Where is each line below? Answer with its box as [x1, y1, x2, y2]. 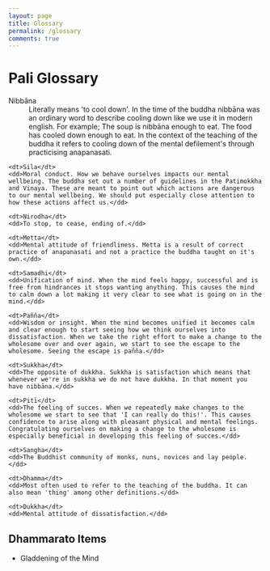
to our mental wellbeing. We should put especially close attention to [8, 192, 255, 200]
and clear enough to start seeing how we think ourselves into [8, 326, 226, 334]
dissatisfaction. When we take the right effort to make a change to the [8, 333, 263, 341]
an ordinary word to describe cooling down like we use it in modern [28, 113, 253, 123]
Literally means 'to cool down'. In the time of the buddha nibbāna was [28, 104, 260, 114]
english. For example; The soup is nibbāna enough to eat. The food [28, 122, 252, 132]
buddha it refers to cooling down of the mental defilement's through [28, 139, 255, 149]
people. [221, 454, 248, 462]
